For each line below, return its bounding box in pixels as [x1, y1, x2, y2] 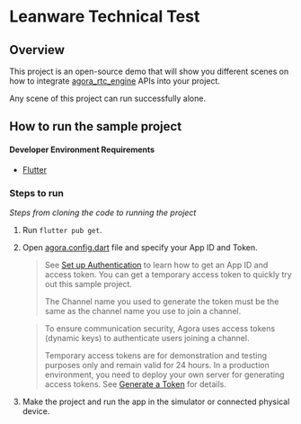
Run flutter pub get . [22, 224, 102, 235]
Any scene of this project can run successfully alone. [9, 93, 207, 104]
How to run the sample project [9, 119, 182, 134]
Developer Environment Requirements [9, 144, 155, 155]
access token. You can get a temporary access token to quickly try [44, 268, 292, 280]
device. [22, 405, 50, 416]
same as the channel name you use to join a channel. [44, 305, 242, 316]
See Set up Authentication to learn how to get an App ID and [44, 259, 269, 270]
